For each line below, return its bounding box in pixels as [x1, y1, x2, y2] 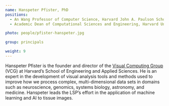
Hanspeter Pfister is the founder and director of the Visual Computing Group [5, 63, 163, 69]
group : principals [5, 40, 44, 45]
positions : [5, 12, 28, 17]
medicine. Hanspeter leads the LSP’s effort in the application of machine [5, 89, 155, 95]
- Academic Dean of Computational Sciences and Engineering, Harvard [10, 21, 158, 27]
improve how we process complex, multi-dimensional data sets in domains [5, 79, 160, 85]
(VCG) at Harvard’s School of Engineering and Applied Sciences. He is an [5, 68, 157, 74]
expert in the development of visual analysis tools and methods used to [5, 73, 153, 79]
